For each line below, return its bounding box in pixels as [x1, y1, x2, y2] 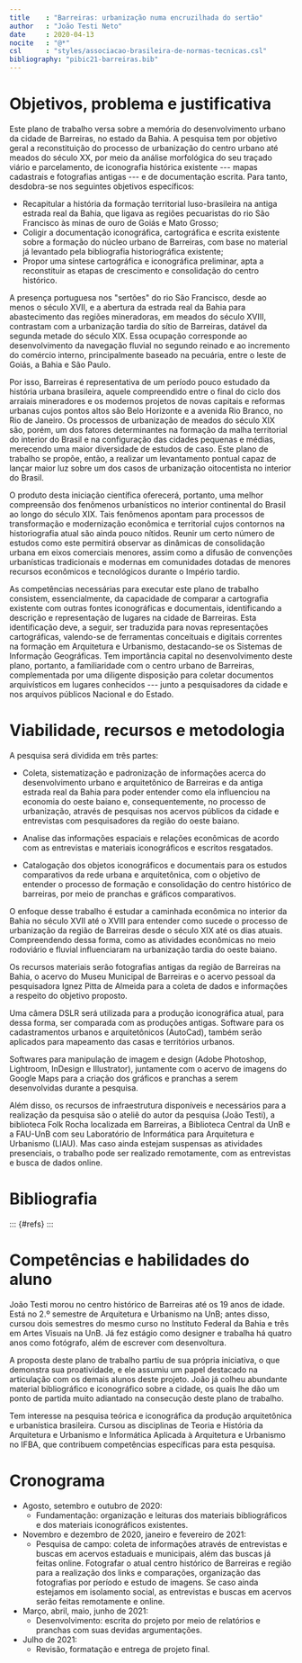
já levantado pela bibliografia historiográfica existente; [22, 246, 224, 256]
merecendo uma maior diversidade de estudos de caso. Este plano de [9, 443, 269, 454]
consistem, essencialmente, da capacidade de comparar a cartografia [9, 593, 269, 604]
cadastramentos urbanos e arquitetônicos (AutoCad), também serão [9, 1027, 262, 1038]
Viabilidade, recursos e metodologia [9, 721, 286, 741]
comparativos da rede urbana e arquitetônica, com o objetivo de [22, 869, 261, 880]
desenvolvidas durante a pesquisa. [9, 1082, 139, 1093]
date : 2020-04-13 [9, 30, 94, 39]
